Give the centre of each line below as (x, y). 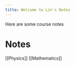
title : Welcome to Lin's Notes (38, 10)
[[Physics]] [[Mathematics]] (33, 58)
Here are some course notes (34, 24)
